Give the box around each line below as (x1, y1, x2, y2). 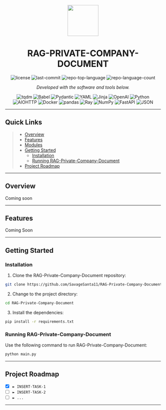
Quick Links (5, 118, 42, 126)
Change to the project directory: (12, 291, 78, 297)
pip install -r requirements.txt (5, 319, 74, 324)
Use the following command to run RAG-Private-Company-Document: (5, 342, 147, 348)
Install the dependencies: (12, 309, 64, 315)
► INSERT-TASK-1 (12, 384, 46, 389)
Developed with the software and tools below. (36, 84, 130, 90)
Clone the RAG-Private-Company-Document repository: (12, 273, 126, 279)
